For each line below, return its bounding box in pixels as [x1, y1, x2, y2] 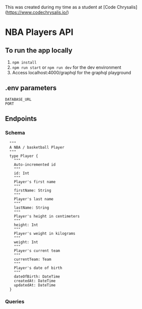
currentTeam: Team [14, 257, 51, 262]
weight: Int [14, 240, 38, 245]
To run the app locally [5, 46, 72, 55]
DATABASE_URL [5, 97, 32, 102]
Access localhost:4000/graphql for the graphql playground [12, 70, 131, 75]
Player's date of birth [14, 265, 63, 270]
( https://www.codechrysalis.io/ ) [5, 9, 70, 15]
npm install [12, 60, 37, 65]
